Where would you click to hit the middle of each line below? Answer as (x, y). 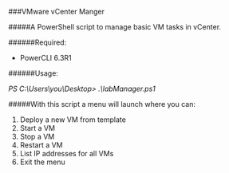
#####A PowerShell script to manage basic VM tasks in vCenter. (115, 27)
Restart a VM (41, 145)
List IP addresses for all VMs (67, 153)
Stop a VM (37, 136)
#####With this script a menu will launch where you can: (102, 104)
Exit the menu (42, 162)
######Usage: (33, 73)
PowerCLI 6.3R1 (45, 58)
